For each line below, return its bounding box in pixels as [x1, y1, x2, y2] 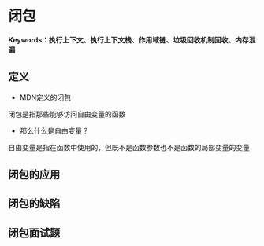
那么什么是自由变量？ [19, 126, 89, 135]
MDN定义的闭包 [19, 92, 72, 102]
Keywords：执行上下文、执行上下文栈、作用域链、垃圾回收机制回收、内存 [8, 35, 250, 44]
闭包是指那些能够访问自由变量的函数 [8, 109, 126, 119]
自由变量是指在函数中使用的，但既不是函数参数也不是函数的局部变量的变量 [8, 142, 250, 152]
